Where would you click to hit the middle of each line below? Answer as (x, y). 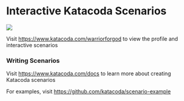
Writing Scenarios (33, 60)
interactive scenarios (32, 45)
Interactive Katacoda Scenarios (86, 11)
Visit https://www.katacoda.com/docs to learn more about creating (89, 74)
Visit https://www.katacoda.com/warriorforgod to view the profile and (92, 39)
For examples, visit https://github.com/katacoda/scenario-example (88, 91)
